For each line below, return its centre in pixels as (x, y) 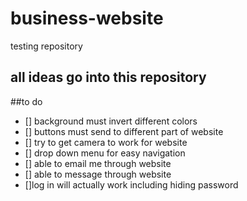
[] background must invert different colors (111, 121)
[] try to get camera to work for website (106, 142)
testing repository (46, 46)
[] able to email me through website (98, 163)
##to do (26, 101)
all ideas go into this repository (108, 77)
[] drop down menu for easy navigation (105, 153)
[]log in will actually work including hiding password (131, 184)
